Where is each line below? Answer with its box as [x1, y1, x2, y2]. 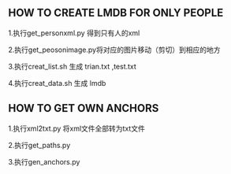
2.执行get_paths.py [8, 140, 71, 150]
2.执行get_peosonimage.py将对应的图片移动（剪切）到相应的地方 [8, 45, 221, 54]
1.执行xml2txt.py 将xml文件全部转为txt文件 [8, 124, 146, 133]
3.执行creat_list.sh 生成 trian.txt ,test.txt [8, 61, 136, 71]
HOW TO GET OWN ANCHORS [8, 102, 159, 115]
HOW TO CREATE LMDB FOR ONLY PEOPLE [8, 6, 224, 20]
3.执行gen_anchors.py [8, 157, 80, 166]
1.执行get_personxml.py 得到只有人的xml [8, 28, 140, 38]
